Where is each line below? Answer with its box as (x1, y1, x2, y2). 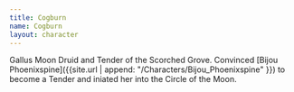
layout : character (9, 30, 79, 39)
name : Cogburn (9, 22, 63, 31)
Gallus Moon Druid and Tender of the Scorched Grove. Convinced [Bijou (9, 55, 279, 66)
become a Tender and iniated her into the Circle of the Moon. (9, 74, 237, 85)
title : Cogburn (9, 13, 67, 23)
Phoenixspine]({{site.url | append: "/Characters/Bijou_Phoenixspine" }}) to (9, 64, 286, 75)
